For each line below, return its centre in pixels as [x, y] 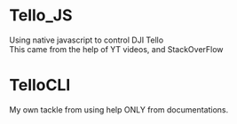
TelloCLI [40, 85]
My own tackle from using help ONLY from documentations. [119, 109]
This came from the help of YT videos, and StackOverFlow [116, 49]
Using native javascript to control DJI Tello [87, 40]
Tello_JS [41, 15]
